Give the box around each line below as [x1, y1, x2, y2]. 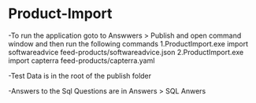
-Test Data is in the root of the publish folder [8, 71, 152, 80]
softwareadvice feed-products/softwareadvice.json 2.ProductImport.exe [8, 47, 244, 57]
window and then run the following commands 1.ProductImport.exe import [8, 39, 249, 48]
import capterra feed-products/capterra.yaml [8, 56, 155, 65]
